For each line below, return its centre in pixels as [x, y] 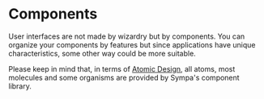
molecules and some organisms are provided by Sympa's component [124, 77]
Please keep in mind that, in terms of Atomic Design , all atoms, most [122, 68]
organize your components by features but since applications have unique [132, 44]
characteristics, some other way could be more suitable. [102, 53]
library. [20, 86]
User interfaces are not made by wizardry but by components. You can [127, 36]
